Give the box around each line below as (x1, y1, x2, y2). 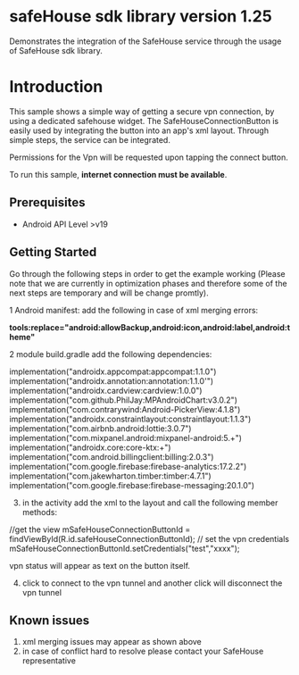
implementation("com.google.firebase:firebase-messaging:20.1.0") (9, 479, 255, 490)
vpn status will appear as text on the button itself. (9, 560, 190, 571)
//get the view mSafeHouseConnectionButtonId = (9, 524, 191, 535)
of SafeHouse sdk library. (9, 45, 103, 55)
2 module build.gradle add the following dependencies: (9, 348, 212, 359)
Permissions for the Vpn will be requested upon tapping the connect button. (9, 152, 288, 162)
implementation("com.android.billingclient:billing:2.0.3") (9, 451, 214, 462)
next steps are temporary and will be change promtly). (9, 287, 209, 298)
